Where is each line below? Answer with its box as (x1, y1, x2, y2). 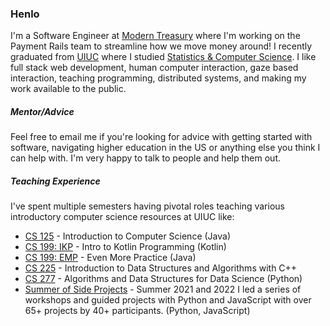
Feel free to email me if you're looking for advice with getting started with (10, 131, 313, 143)
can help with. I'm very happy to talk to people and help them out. (10, 152, 282, 164)
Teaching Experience (10, 175, 101, 187)
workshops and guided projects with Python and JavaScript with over (24, 294, 312, 306)
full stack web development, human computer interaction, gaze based (10, 62, 299, 74)
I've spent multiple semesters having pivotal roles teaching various (10, 200, 285, 212)
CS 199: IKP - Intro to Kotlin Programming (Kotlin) (24, 241, 227, 253)
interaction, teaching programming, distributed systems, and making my (10, 72, 307, 84)
